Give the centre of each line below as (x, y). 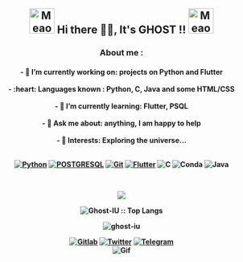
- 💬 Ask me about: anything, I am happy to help (121, 123)
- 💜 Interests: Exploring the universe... (121, 140)
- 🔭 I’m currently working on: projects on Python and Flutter (121, 72)
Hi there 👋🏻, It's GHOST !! (121, 30)
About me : (121, 53)
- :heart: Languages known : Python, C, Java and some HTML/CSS (121, 88)
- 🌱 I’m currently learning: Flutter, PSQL (121, 106)
